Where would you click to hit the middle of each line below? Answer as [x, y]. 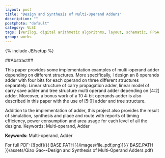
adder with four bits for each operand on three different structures [72, 80]
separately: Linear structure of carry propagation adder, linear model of [77, 85]
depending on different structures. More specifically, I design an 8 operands [82, 75]
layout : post [18, 10]
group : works [18, 37]
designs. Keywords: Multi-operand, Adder [47, 126]
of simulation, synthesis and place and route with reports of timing [72, 115]
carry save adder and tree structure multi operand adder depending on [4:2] [82, 90]
